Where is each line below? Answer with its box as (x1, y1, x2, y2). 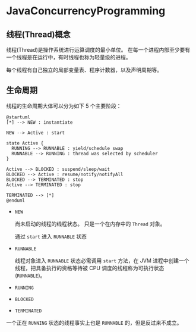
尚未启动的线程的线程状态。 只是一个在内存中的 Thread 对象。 (14, 220, 166, 227)
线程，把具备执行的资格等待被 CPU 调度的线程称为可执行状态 (14, 264, 165, 271)
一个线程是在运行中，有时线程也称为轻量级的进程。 (6, 54, 131, 61)
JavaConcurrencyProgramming (6, 4, 166, 18)
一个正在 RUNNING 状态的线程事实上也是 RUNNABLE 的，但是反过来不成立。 (6, 319, 182, 326)
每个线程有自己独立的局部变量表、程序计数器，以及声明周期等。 (6, 67, 162, 73)
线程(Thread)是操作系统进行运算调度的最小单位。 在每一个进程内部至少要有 (6, 46, 191, 53)
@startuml (6, 114, 31, 120)
